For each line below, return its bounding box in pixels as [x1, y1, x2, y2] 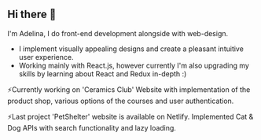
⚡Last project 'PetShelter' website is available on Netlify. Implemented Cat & [7, 112, 254, 121]
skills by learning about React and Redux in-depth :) [18, 68, 187, 79]
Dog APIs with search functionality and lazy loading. [7, 123, 176, 132]
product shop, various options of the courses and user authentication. [7, 96, 234, 105]
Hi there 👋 [7, 8, 57, 21]
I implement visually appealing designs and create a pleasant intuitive [18, 44, 244, 53]
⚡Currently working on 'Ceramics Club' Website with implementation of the [7, 84, 251, 94]
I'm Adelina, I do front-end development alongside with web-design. [7, 28, 229, 38]
